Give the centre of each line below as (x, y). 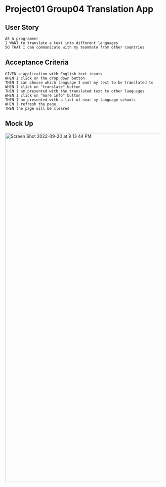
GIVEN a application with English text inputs (54, 74)
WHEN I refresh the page (31, 104)
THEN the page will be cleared (37, 108)
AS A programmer (22, 39)
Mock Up (19, 124)
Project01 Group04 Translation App (79, 9)
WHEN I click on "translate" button (43, 87)
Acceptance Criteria (37, 63)
